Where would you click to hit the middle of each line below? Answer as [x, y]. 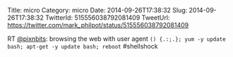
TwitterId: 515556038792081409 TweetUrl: [107, 18]
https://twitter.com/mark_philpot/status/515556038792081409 [98, 25]
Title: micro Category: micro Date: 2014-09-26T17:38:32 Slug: [97, 10]
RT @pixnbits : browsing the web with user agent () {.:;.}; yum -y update [116, 39]
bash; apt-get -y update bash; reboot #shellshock [83, 46]
